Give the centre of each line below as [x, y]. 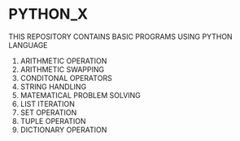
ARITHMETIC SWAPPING [62, 69]
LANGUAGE [28, 45]
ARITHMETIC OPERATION [63, 61]
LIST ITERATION [48, 104]
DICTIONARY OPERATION [63, 130]
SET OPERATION [48, 112]
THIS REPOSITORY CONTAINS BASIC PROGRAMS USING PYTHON [121, 36]
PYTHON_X [48, 14]
